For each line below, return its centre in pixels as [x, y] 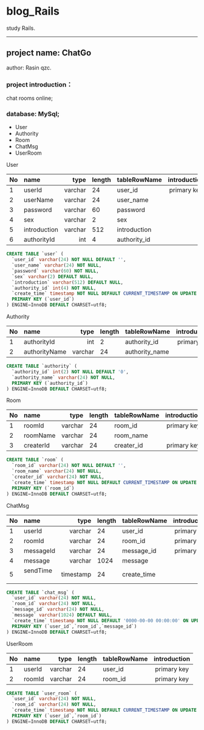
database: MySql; [33, 114]
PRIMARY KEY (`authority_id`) [50, 383]
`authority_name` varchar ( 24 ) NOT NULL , [63, 377]
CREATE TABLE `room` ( [35, 460]
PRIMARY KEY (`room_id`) [43, 488]
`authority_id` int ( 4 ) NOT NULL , [54, 288]
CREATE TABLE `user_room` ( [42, 693]
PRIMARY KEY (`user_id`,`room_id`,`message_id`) [74, 626]
